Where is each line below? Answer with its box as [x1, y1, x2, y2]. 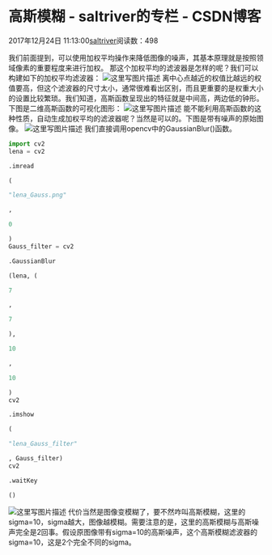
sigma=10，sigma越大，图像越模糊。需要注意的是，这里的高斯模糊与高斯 [8, 517, 253, 527]
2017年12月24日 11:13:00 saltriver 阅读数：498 [8, 36, 159, 45]
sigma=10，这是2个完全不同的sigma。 [8, 537, 136, 547]
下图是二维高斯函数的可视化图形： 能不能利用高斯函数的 [8, 103, 255, 113]
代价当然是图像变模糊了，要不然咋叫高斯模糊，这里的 [67, 506, 245, 516]
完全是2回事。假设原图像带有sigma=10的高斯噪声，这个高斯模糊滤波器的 [15, 527, 257, 536]
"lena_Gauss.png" [8, 191, 67, 199]
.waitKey [8, 477, 38, 485]
